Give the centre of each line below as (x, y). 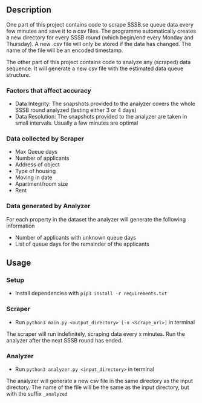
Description (29, 10)
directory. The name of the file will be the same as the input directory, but (98, 387)
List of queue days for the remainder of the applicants (82, 244)
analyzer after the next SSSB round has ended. (64, 340)
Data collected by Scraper (45, 139)
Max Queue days (36, 152)
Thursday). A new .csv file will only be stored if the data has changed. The (99, 44)
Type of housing (35, 171)
